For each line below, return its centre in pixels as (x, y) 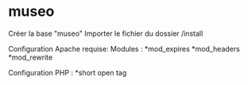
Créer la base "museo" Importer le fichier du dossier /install (106, 33)
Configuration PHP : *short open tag (68, 72)
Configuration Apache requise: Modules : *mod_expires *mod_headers (124, 48)
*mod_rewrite (31, 57)
